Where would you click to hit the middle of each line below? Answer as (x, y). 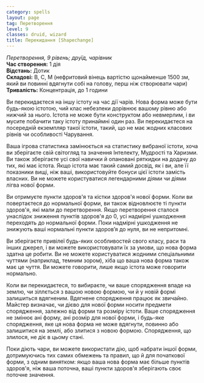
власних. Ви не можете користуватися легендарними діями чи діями (97, 178)
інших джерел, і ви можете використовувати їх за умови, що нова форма (101, 247)
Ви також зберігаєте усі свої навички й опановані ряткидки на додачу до (101, 159)
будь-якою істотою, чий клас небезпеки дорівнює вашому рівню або (97, 108)
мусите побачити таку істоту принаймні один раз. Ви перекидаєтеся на (100, 121)
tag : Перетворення (30, 23)
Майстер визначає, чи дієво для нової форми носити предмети (89, 305)
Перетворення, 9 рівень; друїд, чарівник (59, 58)
